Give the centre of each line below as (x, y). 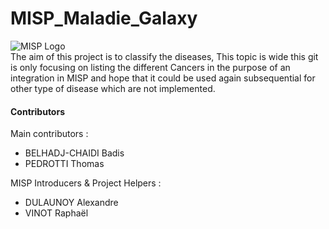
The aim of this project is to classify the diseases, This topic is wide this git (164, 56)
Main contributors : (49, 134)
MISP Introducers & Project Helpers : (86, 183)
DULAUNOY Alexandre (71, 203)
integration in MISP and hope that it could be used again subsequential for (163, 78)
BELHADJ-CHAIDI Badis (74, 153)
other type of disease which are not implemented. (113, 88)
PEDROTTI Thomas (64, 164)
